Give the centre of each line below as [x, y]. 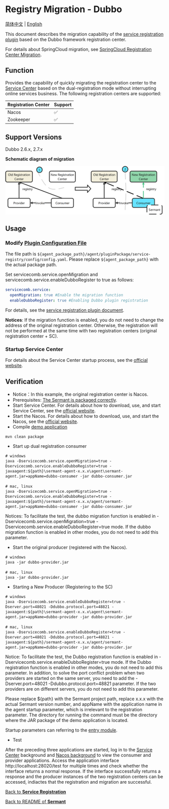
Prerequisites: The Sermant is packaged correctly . [65, 400]
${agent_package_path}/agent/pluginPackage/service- [94, 254]
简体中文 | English [24, 24]
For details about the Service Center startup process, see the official [77, 360]
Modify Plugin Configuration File [46, 243]
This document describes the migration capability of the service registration [85, 34]
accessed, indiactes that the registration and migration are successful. [79, 782]
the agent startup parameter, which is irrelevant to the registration [74, 710]
